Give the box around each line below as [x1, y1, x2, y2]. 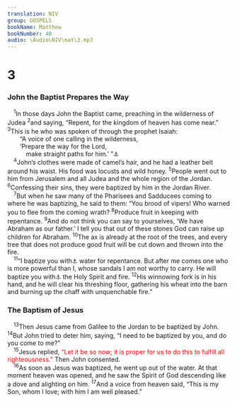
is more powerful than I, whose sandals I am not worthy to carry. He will [7, 264, 216, 272]
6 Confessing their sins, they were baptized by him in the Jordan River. [7, 182, 211, 192]
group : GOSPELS [7, 17, 52, 24]
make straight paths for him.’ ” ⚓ [25, 149, 120, 158]
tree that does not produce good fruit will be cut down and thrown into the [7, 240, 224, 249]
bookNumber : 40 [7, 30, 52, 37]
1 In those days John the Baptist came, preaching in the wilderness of [13, 108, 214, 118]
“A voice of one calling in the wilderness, [20, 134, 139, 143]
